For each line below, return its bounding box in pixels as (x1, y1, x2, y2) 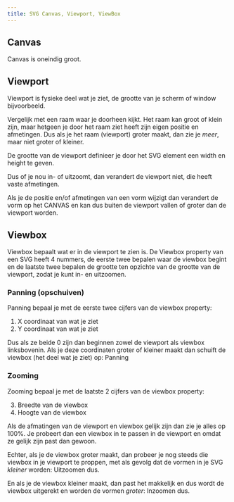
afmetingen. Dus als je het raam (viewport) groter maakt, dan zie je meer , (7, 130, 219, 139)
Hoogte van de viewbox (17, 408, 86, 416)
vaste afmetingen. (7, 180, 60, 189)
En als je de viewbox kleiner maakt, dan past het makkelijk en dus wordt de (7, 479, 225, 487)
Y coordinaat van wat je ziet (17, 325, 98, 333)
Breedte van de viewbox (17, 401, 89, 409)
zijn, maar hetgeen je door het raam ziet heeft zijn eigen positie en (7, 123, 199, 131)
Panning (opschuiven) (7, 287, 84, 297)
